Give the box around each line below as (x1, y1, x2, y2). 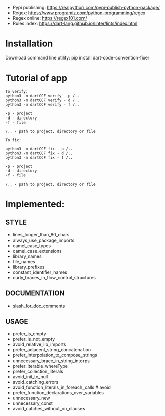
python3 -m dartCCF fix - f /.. (5, 155, 73, 160)
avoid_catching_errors (12, 379, 59, 385)
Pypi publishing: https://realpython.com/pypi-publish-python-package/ (12, 5, 160, 10)
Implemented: (5, 199, 65, 210)
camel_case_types (12, 242, 51, 249)
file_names (12, 258, 35, 264)
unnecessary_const (12, 400, 53, 406)
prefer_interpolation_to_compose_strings (12, 352, 97, 358)
